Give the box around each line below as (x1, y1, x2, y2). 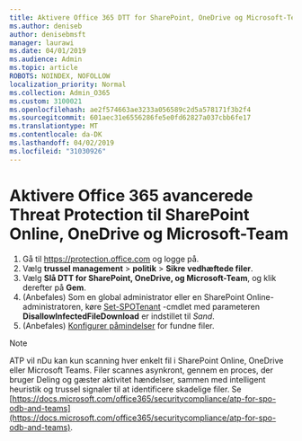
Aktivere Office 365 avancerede (9, 185, 253, 206)
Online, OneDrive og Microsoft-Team (9, 224, 289, 243)
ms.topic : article (9, 64, 78, 73)
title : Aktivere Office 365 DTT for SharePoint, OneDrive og (9, 13, 244, 22)
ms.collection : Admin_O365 (9, 88, 111, 97)
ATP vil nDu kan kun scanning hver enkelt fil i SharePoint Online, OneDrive (9, 355, 284, 366)
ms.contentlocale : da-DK (9, 130, 102, 139)
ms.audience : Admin (9, 55, 83, 64)
